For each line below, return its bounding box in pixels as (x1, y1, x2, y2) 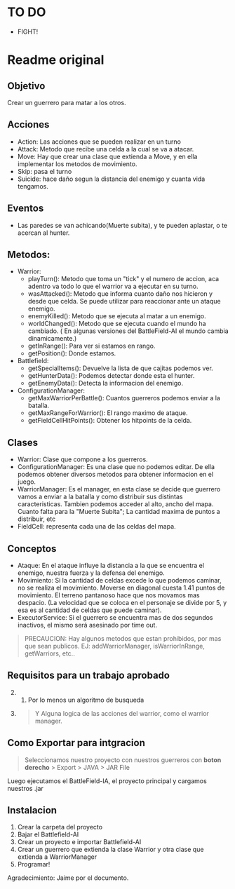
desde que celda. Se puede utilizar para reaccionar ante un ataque (27, 297, 221, 306)
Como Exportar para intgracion (7, 737, 145, 749)
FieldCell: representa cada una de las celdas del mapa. (17, 522, 177, 531)
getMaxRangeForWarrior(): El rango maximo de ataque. (27, 409, 188, 417)
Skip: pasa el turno (17, 167, 72, 175)
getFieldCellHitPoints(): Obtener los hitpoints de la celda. (27, 416, 192, 425)
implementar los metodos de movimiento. (17, 159, 137, 168)
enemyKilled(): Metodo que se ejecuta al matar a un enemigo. (27, 312, 206, 320)
